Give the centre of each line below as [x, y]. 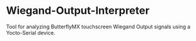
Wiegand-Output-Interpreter [78, 11]
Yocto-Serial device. [31, 32]
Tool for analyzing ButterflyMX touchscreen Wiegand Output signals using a [98, 27]
